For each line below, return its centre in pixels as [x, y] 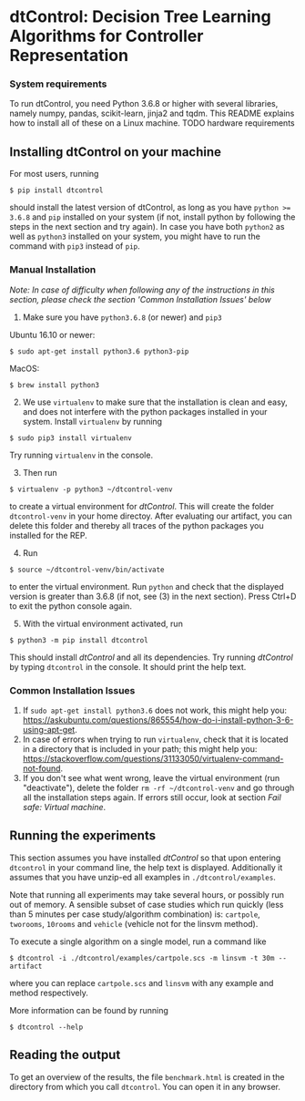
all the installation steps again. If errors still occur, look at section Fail [152, 797]
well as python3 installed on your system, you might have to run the [135, 237]
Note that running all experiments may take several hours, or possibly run [147, 894]
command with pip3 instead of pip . [75, 246]
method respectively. [49, 993]
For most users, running [54, 174]
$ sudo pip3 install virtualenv [71, 438]
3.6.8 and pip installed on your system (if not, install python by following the [152, 217]
